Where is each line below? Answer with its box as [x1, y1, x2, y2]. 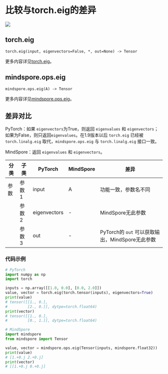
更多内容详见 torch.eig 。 [5, 58, 54, 64]
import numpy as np [5, 272, 46, 277]
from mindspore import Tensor [5, 336, 68, 341]
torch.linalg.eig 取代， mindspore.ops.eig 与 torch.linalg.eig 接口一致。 [5, 138, 159, 144]
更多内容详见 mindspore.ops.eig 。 [5, 95, 74, 101]
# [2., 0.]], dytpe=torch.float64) [5, 304, 97, 309]
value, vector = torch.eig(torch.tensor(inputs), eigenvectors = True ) [5, 290, 153, 295]
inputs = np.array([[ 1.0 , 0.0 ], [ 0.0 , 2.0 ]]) [5, 285, 101, 290]
